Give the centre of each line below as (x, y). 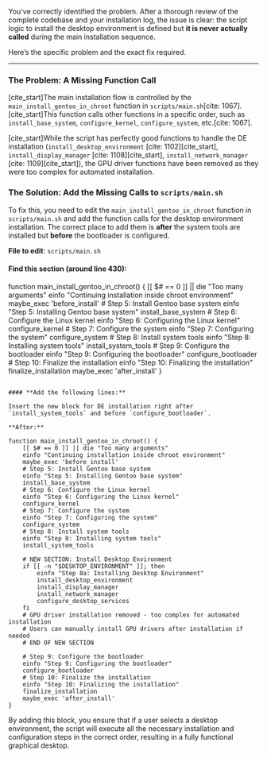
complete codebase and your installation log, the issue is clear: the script (128, 20)
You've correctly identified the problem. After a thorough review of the (123, 12)
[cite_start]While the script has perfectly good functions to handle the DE (128, 138)
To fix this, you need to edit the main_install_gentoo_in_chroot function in (130, 210)
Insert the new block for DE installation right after (101, 406)
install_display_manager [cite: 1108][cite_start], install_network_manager (128, 155)
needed (19, 636)
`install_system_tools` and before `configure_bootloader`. (110, 413)
